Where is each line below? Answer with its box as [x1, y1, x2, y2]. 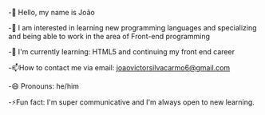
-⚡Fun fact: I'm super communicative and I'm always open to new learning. [8, 97, 255, 107]
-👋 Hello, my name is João [8, 8, 96, 17]
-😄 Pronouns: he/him [8, 81, 80, 91]
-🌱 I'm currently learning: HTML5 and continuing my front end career [8, 47, 235, 56]
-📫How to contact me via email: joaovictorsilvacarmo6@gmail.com [8, 63, 231, 72]
